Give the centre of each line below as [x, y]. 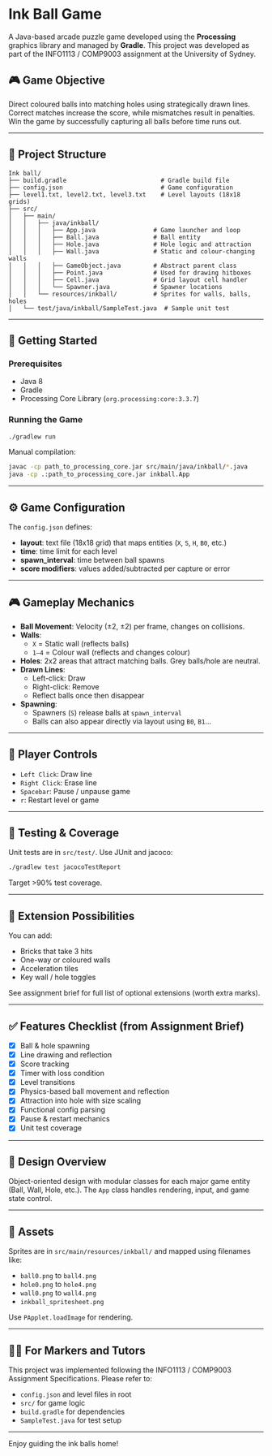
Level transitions [47, 1082]
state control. [30, 1199]
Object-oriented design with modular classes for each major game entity [130, 1182]
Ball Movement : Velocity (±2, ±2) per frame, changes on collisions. [132, 626]
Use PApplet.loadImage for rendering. [71, 1317]
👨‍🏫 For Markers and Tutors [77, 1350]
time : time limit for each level [68, 551]
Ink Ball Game [55, 14]
